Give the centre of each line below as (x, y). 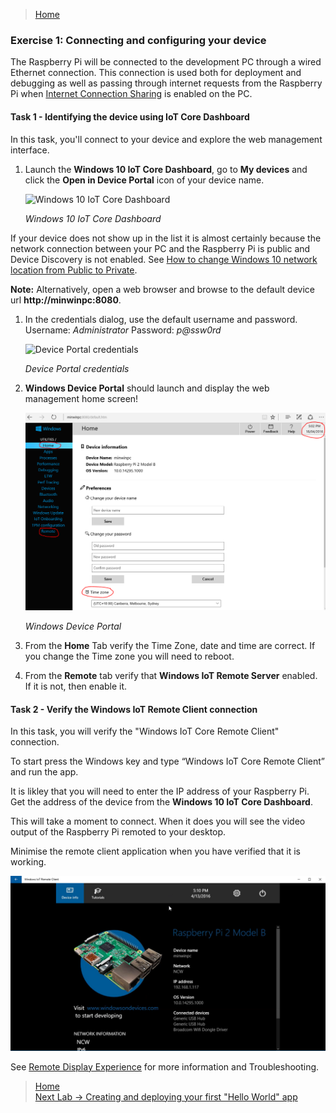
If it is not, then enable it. (76, 686)
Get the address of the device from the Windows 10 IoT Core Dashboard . (161, 802)
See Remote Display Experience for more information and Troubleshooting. (165, 1066)
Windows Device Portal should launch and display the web (147, 388)
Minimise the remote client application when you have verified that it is (155, 851)
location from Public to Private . (74, 270)
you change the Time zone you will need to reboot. (129, 656)
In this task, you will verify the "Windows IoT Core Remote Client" (145, 731)
